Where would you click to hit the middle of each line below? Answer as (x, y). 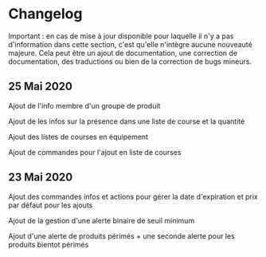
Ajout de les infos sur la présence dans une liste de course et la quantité (127, 121)
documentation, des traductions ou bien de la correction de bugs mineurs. (130, 61)
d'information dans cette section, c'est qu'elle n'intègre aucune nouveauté (130, 44)
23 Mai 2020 (41, 178)
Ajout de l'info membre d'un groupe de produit (84, 105)
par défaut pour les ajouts (51, 205)
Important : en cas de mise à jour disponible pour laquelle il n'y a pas (121, 36)
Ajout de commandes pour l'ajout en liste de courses (95, 152)
